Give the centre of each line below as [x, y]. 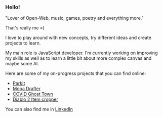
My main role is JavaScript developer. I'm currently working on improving [81, 53]
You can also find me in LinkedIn [39, 109]
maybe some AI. [22, 64]
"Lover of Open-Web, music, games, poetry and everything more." [74, 18]
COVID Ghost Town [33, 94]
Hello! [13, 7]
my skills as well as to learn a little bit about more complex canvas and [78, 58]
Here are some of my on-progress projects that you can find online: [76, 73]
